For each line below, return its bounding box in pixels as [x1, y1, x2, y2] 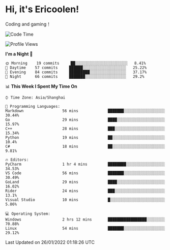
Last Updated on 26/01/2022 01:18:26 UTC [5, 239, 95, 245]
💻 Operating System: [5, 211, 51, 216]
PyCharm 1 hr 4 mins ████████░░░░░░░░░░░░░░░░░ [5, 162, 165, 167]
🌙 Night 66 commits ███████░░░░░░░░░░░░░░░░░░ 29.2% [5, 74, 145, 79]
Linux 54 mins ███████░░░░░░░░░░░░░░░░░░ [5, 226, 165, 231]
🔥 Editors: [5, 157, 29, 162]
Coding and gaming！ [5, 21, 51, 27]
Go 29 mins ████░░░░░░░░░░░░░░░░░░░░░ [5, 117, 165, 122]
